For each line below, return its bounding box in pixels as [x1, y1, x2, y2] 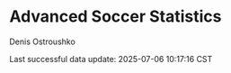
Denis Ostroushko [9, 36, 76, 47]
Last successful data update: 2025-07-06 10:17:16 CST [9, 53, 213, 64]
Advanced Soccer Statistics [9, 6, 222, 27]
